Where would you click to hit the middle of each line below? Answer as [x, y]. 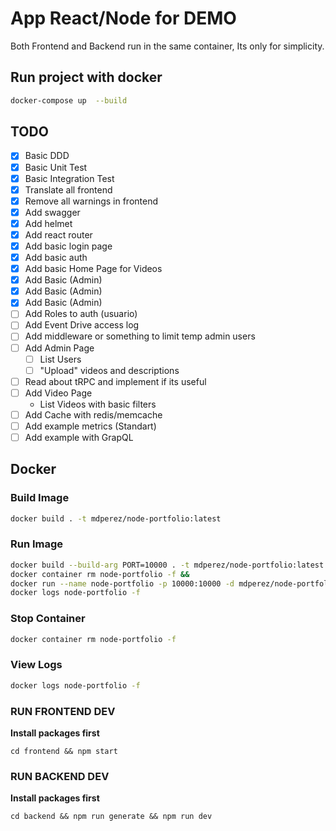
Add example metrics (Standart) [90, 426]
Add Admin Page [59, 348]
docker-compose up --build [69, 100]
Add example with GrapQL [79, 437]
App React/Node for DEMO [123, 18]
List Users [60, 359]
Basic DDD [47, 156]
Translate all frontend [68, 189]
